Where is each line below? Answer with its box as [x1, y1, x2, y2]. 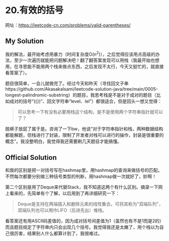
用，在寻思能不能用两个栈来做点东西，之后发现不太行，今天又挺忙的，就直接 [5, 64, 164, 70]
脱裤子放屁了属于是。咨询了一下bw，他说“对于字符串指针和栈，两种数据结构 [5, 126, 163, 132]
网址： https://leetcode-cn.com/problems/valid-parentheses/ [5, 22, 131, 28]
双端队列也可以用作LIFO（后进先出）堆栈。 [17, 207, 107, 213]
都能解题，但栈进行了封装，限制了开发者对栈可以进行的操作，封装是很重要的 [5, 132, 164, 138]
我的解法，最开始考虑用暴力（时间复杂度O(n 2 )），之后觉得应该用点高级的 [5, 50, 156, 57]
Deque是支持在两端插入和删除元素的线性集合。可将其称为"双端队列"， [17, 201, 163, 207]
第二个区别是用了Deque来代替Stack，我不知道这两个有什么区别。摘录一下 [5, 184, 158, 190]
